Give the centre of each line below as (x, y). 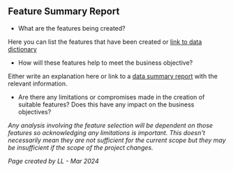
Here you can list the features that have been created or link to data (105, 42)
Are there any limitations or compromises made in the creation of (111, 97)
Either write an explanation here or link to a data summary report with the (113, 76)
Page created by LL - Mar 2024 (54, 161)
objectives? (35, 111)
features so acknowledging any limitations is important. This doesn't (106, 132)
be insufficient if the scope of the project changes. (81, 147)
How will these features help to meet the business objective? (105, 63)
